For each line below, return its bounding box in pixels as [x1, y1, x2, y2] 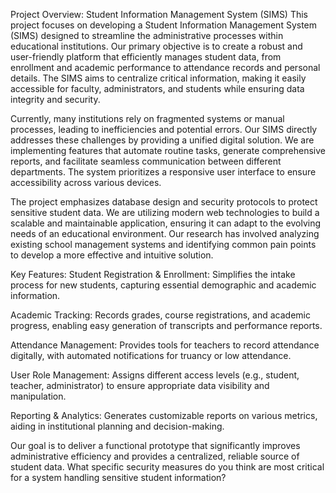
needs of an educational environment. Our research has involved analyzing [10, 228, 320, 239]
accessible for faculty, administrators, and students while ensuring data [10, 83, 305, 94]
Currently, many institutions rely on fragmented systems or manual [10, 113, 285, 124]
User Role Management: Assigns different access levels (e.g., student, [10, 369, 300, 381]
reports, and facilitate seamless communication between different [10, 155, 282, 167]
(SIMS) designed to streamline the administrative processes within [10, 30, 284, 41]
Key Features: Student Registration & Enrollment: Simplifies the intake [10, 269, 296, 280]
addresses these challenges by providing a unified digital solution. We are [10, 134, 315, 146]
